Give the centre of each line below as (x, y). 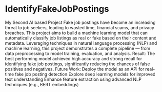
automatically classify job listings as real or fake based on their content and (81, 38)
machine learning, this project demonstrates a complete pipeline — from (78, 48)
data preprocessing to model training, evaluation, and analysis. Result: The (80, 53)
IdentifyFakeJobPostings (57, 9)
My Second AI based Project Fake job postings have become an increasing (81, 22)
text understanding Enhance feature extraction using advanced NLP (73, 79)
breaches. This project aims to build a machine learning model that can (76, 33)
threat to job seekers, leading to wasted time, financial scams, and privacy (80, 27)
